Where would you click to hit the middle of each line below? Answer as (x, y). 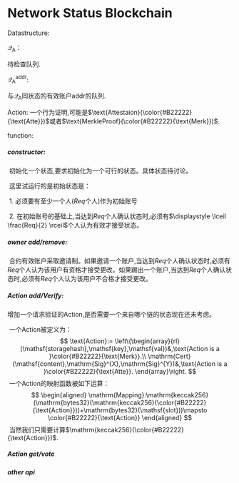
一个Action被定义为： (41, 329)
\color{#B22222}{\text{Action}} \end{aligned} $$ (120, 417)
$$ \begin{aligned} (59, 395)
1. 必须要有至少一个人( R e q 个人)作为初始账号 (73, 200)
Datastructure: (29, 33)
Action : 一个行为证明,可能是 (48, 112)
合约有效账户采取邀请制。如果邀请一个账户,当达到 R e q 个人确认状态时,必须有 (119, 260)
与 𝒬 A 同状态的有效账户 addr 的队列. (57, 96)
